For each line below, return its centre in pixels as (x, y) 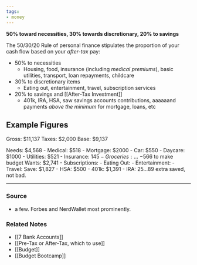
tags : (13, 11)
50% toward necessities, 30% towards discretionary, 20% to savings (93, 33)
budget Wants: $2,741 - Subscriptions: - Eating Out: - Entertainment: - (90, 163)
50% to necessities (38, 63)
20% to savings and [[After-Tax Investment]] (68, 94)
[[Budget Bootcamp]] (40, 256)
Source (17, 196)
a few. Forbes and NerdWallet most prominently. (72, 209)
